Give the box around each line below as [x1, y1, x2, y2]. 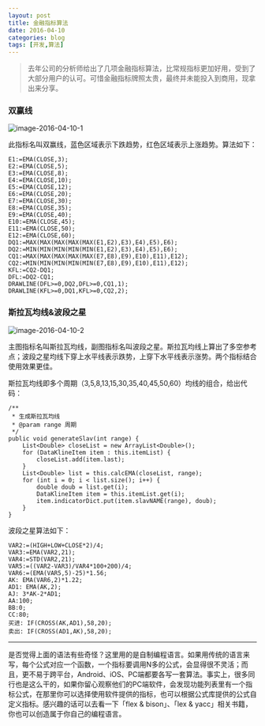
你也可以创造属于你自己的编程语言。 [8, 709, 126, 718]
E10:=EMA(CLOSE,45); [8, 218, 77, 226]
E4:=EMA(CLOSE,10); [8, 176, 73, 184]
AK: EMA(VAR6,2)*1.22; [8, 576, 83, 584]
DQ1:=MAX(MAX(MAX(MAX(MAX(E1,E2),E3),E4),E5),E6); [8, 239, 178, 247]
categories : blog [8, 33, 65, 42]
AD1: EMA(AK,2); [8, 583, 62, 591]
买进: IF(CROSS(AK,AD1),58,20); [8, 618, 112, 627]
